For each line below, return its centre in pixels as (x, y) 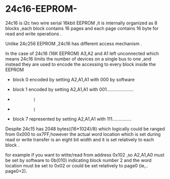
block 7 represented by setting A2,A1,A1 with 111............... (72, 119)
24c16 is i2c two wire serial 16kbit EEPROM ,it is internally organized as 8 (81, 23)
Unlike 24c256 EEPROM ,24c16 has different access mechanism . (74, 43)
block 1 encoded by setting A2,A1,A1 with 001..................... (73, 89)
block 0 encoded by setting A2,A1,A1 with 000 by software (74, 79)
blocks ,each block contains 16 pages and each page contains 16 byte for (82, 28)
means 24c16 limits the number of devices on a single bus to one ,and (78, 58)
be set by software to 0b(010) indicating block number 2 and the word (78, 160)
